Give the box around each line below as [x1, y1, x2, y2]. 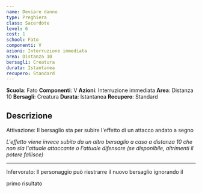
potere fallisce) [6, 151, 44, 158]
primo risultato [6, 180, 43, 187]
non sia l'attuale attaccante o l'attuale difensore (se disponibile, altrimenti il [6, 145, 194, 152]
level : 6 [6, 25, 28, 32]
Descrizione [6, 111, 53, 121]
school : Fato [6, 37, 39, 43]
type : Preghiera [6, 14, 47, 20]
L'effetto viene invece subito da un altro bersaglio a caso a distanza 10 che [6, 138, 193, 146]
